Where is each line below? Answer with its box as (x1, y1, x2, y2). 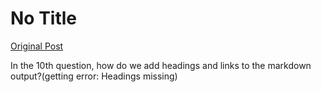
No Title (10, 7, 78, 30)
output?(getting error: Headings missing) (10, 70, 178, 82)
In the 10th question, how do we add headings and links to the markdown (10, 59, 312, 71)
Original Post (10, 40, 64, 52)
